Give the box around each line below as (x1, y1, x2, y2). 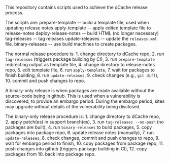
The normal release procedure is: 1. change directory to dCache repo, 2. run (5, 51, 164, 57)
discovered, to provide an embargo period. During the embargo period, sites (5, 98, 165, 104)
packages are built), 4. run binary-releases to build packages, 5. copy (5, 124, 152, 130)
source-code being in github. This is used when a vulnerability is (5, 93, 141, 99)
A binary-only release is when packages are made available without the (5, 88, 155, 93)
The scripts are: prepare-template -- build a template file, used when (5, 20, 149, 25)
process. (5, 10, 24, 16)
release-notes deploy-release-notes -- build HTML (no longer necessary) (5, 30, 159, 36)
